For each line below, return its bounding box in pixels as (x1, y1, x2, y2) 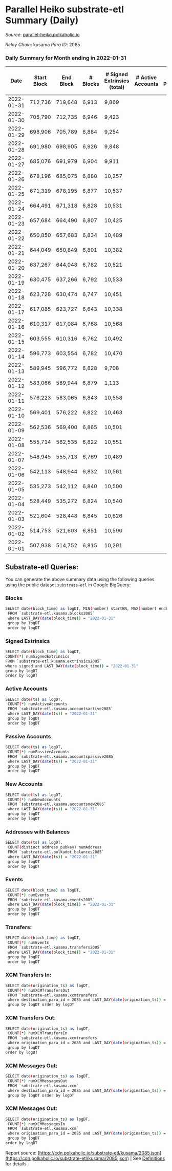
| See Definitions (130, 1155, 165, 1161)
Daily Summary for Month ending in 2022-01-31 (5, 54, 126, 61)
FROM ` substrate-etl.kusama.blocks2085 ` (7, 611, 95, 616)
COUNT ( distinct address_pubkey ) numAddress (7, 845, 102, 850)
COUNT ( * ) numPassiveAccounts (7, 749, 70, 754)
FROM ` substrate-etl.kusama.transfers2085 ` (7, 945, 102, 950)
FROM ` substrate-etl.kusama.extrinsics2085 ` (5, 659, 102, 664)
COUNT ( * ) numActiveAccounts (7, 701, 68, 707)
